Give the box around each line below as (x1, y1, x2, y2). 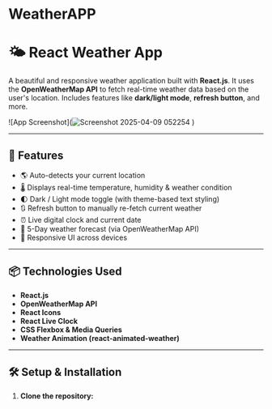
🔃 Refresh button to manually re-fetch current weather (19, 203, 202, 213)
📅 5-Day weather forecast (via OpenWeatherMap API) (19, 224, 200, 233)
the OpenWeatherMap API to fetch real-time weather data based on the (8, 84, 249, 94)
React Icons (19, 307, 62, 317)
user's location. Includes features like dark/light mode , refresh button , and (8, 93, 261, 103)
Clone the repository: (19, 390, 94, 401)
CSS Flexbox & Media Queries (19, 325, 123, 334)
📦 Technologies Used (8, 265, 123, 279)
